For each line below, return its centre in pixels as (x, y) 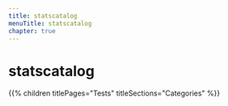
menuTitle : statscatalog (50, 23)
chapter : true (32, 31)
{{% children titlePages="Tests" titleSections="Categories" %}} (114, 93)
